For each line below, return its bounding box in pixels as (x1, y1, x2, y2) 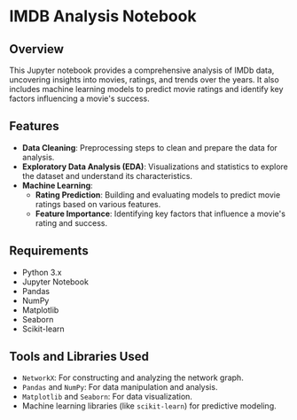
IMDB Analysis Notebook (9, 6, 197, 27)
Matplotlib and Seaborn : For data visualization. (21, 392, 193, 402)
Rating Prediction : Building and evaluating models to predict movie (35, 189, 281, 200)
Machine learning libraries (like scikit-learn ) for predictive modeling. (21, 401, 277, 411)
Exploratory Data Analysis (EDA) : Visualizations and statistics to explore (21, 161, 288, 172)
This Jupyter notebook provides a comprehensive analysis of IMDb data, (9, 65, 275, 75)
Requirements (9, 244, 89, 259)
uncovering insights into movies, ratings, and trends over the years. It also (9, 74, 279, 85)
